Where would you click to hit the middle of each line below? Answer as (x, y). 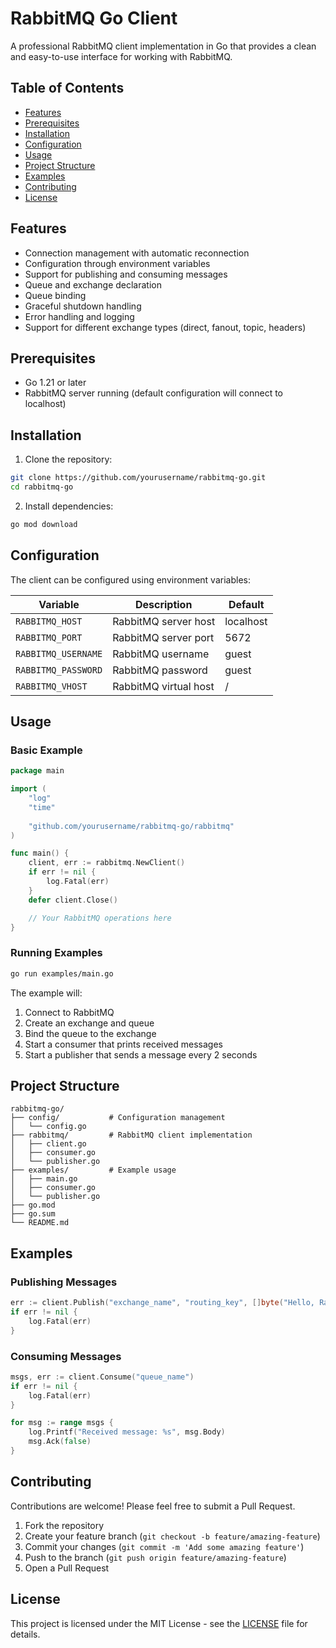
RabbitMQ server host (164, 621)
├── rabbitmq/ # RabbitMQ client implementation (131, 1135)
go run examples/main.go (62, 973)
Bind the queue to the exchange (90, 1033)
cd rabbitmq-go (42, 487)
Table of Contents (67, 88)
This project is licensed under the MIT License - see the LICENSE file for (159, 1623)
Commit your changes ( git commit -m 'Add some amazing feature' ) (164, 1546)
